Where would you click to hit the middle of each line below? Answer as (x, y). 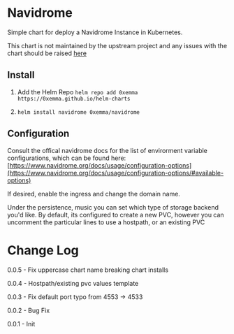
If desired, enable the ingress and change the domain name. (94, 194)
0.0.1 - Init (21, 324)
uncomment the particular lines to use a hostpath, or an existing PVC (106, 222)
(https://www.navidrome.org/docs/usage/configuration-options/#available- (116, 173)
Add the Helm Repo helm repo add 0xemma (78, 92)
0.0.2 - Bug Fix (29, 310)
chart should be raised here (47, 53)
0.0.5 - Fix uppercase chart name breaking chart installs (88, 270)
